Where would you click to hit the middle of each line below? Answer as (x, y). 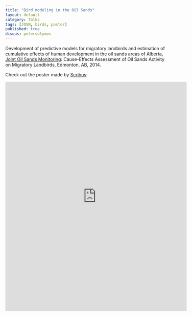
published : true (22, 29)
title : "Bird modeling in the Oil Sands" (50, 10)
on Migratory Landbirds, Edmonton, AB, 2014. (53, 65)
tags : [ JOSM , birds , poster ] (36, 24)
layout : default (22, 15)
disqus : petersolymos (28, 34)
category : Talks (22, 19)
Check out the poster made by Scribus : (46, 75)
